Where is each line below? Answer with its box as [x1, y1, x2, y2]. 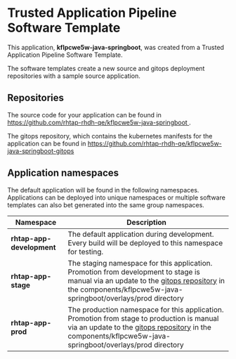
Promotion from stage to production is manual [67, 313, 219, 323]
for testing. [67, 247, 104, 256]
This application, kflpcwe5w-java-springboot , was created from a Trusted [7, 43, 225, 51]
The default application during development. [67, 229, 214, 239]
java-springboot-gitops [7, 146, 74, 155]
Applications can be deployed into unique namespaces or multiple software [7, 193, 226, 202]
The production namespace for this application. [67, 304, 224, 314]
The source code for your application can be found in [7, 110, 162, 119]
